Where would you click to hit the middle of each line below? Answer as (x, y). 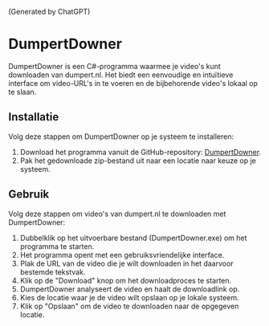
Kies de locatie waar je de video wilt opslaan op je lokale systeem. (129, 297)
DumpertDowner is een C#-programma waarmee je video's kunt (114, 66)
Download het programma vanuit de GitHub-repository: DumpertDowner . (141, 152)
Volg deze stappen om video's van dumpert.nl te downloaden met (117, 214)
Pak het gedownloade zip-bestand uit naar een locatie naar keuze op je (138, 161)
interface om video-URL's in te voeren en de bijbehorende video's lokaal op (133, 83)
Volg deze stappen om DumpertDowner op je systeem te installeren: (121, 137)
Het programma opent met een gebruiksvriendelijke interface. (122, 255)
